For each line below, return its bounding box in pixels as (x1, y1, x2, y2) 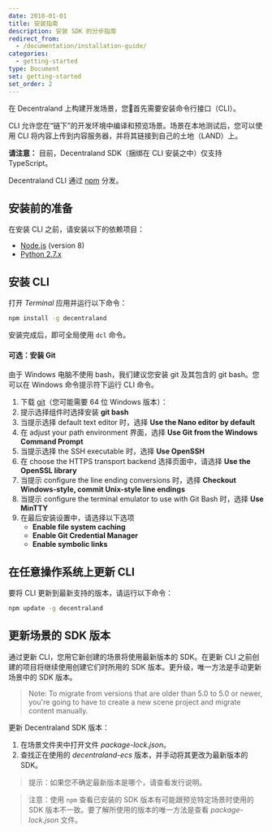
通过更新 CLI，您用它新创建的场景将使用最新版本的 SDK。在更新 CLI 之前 (8, 652, 253, 662)
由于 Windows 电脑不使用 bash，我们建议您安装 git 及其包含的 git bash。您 (8, 370, 260, 380)
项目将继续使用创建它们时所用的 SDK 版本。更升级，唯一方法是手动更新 (22, 662, 262, 671)
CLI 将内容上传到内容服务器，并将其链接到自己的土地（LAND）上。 (17, 131, 243, 141)
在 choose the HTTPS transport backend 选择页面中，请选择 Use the (19, 457, 251, 466)
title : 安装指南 (8, 20, 58, 28)
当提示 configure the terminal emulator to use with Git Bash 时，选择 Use (19, 494, 264, 504)
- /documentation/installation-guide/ (15, 42, 148, 50)
